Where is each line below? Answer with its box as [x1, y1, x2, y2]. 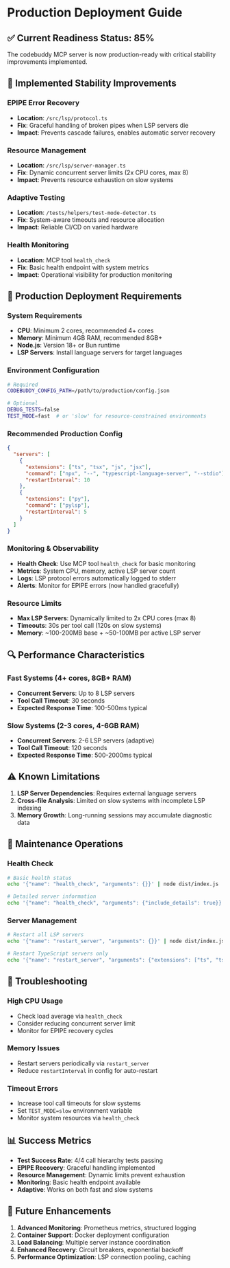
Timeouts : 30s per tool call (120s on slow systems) [16, 622, 162, 630]
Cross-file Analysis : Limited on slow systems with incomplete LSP [16, 796, 205, 804]
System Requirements [7, 310, 83, 320]
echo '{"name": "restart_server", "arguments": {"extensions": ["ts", [7, 956, 213, 963]
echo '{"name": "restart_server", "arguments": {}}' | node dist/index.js [7, 938, 225, 945]
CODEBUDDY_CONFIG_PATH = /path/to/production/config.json [7, 387, 170, 394]
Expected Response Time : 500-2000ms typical [16, 751, 153, 760]
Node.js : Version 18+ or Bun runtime [16, 341, 120, 350]
